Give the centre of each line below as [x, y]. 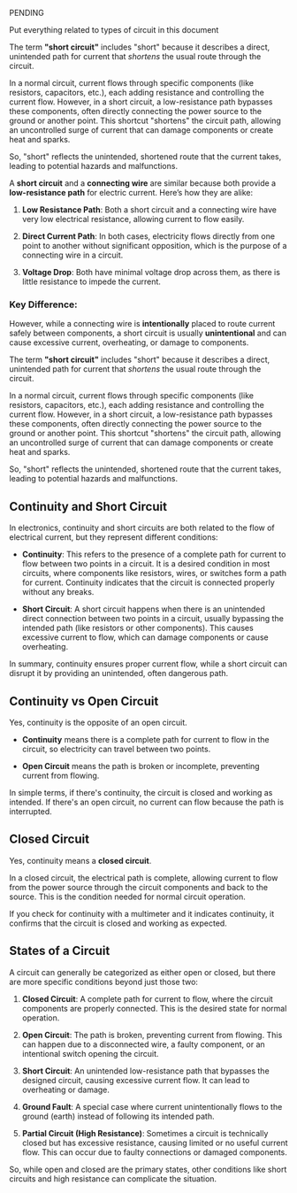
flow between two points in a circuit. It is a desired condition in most [146, 564]
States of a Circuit [60, 951]
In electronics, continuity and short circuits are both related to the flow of [142, 528]
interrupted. [31, 811]
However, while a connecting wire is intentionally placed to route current [142, 324]
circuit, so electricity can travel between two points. [116, 749]
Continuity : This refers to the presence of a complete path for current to [154, 554]
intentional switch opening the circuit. [90, 1053]
